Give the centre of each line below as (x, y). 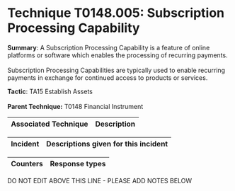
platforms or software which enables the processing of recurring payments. (117, 55)
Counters (27, 163)
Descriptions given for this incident (107, 144)
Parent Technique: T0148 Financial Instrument (75, 106)
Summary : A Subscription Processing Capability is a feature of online (109, 47)
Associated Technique (50, 124)
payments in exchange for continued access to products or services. (108, 77)
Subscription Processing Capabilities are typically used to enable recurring (116, 70)
